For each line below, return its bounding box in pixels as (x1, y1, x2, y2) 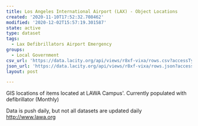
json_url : (6, 63, 31, 69)
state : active (6, 25, 41, 31)
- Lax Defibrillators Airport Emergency (11, 42, 112, 47)
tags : (6, 36, 19, 42)
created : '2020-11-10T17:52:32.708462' (6, 14, 104, 20)
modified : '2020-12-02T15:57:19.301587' (6, 19, 107, 25)
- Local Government (11, 52, 60, 58)
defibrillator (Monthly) (6, 96, 60, 103)
